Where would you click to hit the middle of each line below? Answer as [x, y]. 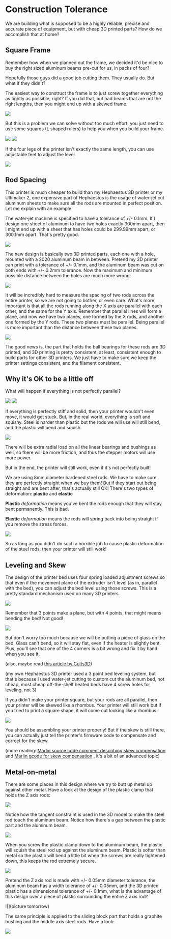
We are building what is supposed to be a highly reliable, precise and [78, 23]
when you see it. [22, 654]
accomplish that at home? [32, 34]
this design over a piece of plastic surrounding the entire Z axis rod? [77, 897]
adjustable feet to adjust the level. [41, 154]
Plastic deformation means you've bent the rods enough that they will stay [83, 504]
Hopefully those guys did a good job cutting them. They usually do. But [80, 78]
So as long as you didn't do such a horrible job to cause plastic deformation [84, 544]
